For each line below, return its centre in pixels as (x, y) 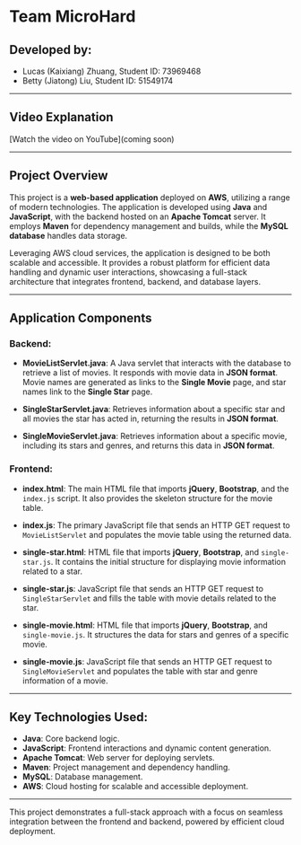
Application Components (81, 318)
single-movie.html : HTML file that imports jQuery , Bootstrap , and (145, 625)
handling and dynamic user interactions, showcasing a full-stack (129, 272)
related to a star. (52, 571)
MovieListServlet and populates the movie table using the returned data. (157, 534)
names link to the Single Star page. (87, 392)
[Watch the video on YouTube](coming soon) (92, 139)
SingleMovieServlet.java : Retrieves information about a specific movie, (155, 436)
